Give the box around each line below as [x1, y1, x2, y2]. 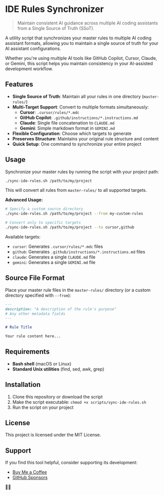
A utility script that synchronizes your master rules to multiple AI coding [5, 35, 152, 41]
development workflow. [5, 66, 53, 72]
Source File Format [5, 274, 65, 282]
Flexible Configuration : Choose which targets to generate [12, 130, 132, 136]
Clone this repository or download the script [12, 393, 103, 399]
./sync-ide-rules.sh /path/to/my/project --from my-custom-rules [5, 211, 143, 216]
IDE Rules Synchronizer [5, 3, 104, 15]
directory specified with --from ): [5, 292, 71, 298]
